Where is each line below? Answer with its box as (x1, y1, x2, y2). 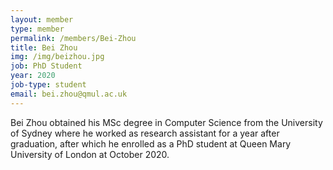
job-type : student (10, 80, 87, 90)
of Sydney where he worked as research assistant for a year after (10, 127, 280, 139)
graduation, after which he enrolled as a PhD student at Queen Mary (10, 137, 292, 150)
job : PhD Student (10, 61, 83, 71)
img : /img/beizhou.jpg (10, 52, 105, 62)
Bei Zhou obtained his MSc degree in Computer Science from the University (10, 116, 323, 128)
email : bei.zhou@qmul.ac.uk (10, 89, 128, 99)
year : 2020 (10, 71, 56, 81)
